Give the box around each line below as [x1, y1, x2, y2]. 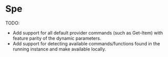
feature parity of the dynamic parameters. [12, 35, 101, 41]
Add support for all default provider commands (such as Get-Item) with [12, 30, 163, 36]
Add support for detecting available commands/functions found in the [12, 40, 160, 46]
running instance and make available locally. [12, 46, 107, 52]
